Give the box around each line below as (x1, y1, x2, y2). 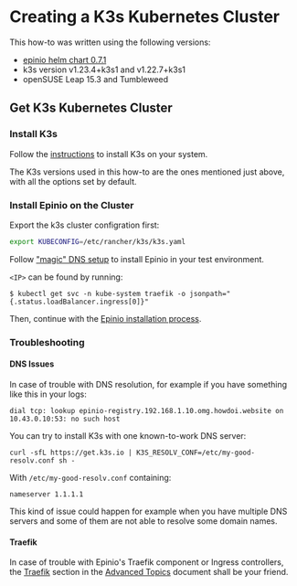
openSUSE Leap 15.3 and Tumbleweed (22, 73, 169, 84)
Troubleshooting (9, 336, 85, 348)
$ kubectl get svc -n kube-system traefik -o (9, 289, 186, 298)
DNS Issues (9, 358, 55, 369)
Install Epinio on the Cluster (9, 198, 134, 211)
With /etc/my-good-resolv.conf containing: (9, 472, 172, 483)
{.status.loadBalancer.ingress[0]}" (9, 297, 149, 306)
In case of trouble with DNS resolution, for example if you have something (9, 378, 288, 389)
